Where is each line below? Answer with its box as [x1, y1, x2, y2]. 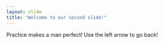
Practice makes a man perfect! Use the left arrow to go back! [6, 31, 159, 38]
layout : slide [6, 8, 42, 15]
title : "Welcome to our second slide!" [6, 14, 107, 20]
